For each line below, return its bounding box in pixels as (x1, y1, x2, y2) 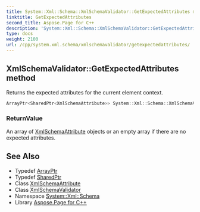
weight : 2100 (6, 36, 39, 42)
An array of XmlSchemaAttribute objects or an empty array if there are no (6, 128, 186, 135)
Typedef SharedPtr (14, 173, 62, 181)
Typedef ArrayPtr (14, 167, 58, 174)
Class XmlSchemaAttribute (14, 179, 81, 187)
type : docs (6, 31, 33, 37)
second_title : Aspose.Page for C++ (6, 20, 95, 26)
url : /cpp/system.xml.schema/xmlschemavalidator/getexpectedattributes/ (6, 42, 190, 48)
